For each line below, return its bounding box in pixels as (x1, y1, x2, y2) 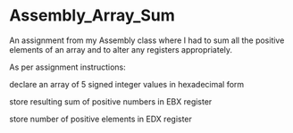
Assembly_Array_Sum (9, 5, 176, 26)
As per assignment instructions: (9, 62, 127, 72)
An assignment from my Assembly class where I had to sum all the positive (9, 35, 285, 46)
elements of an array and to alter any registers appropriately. (9, 44, 233, 54)
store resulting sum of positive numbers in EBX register (9, 96, 213, 107)
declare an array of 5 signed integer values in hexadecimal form (9, 79, 245, 89)
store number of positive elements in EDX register (9, 113, 192, 124)
